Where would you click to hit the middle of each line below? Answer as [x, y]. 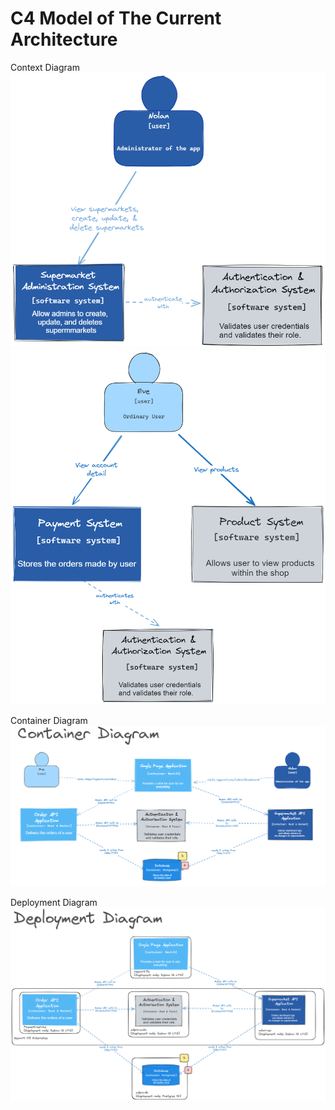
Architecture [64, 39]
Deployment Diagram [54, 902]
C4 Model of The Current [116, 18]
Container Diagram [49, 721]
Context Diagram [45, 67]
